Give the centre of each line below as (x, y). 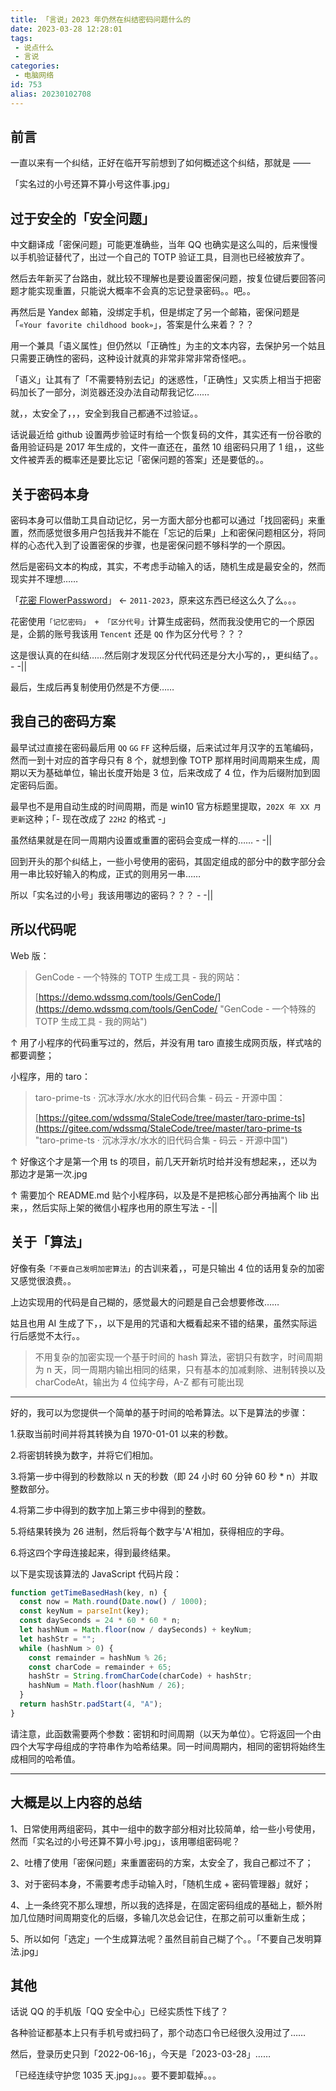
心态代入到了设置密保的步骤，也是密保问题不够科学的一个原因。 (159, 545)
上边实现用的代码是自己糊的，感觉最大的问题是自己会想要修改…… (145, 1302)
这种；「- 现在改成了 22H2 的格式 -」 (98, 818)
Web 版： (30, 955)
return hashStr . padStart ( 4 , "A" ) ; (91, 1704)
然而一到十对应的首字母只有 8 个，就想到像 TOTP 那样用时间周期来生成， (161, 760)
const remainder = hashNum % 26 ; (98, 1657)
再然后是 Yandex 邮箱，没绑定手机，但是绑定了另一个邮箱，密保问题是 (155, 312)
